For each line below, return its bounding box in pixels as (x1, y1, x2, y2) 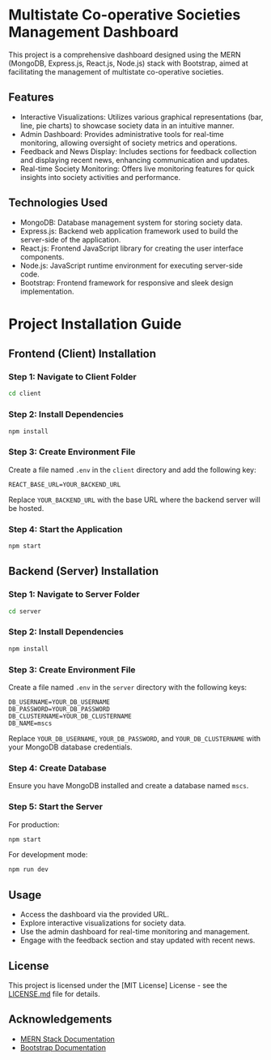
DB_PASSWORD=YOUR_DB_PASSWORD (8, 705, 111, 713)
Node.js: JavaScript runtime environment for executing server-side (19, 260, 243, 270)
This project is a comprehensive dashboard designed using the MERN (8, 49, 241, 59)
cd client (8, 389, 42, 398)
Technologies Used (8, 196, 108, 210)
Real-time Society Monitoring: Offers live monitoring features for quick (19, 164, 255, 174)
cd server (8, 607, 42, 616)
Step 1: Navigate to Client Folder (8, 371, 137, 383)
